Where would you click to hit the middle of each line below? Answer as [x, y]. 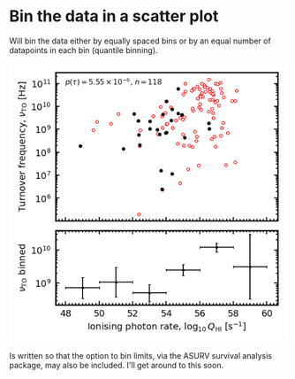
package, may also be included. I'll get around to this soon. [116, 365]
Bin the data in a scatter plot [114, 16]
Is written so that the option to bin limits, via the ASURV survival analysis [140, 355]
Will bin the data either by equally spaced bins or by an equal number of [140, 41]
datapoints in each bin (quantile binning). [83, 50]
